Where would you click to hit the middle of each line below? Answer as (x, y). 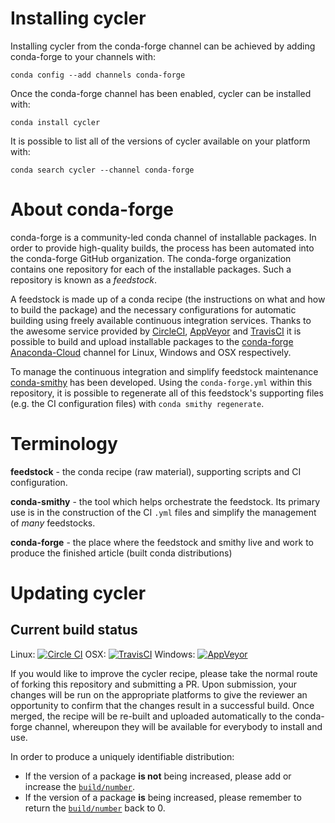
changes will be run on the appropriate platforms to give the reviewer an (159, 694)
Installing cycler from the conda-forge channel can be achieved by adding (163, 46)
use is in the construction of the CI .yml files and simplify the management (163, 512)
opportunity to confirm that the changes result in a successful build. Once (162, 705)
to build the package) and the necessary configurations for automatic (153, 309)
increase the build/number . (80, 786)
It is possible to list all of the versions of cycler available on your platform (160, 141)
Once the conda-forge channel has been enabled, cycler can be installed (161, 93)
